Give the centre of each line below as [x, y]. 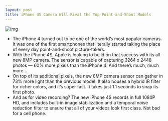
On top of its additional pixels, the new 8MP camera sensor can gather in [88, 76]
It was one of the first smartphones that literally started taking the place [86, 44]
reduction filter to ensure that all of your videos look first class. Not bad [86, 108]
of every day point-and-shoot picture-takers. [59, 49]
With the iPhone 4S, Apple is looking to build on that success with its [83, 54]
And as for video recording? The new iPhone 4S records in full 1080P [84, 97]
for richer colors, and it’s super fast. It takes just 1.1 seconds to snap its [86, 86]
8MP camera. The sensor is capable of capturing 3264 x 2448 [87, 60]
